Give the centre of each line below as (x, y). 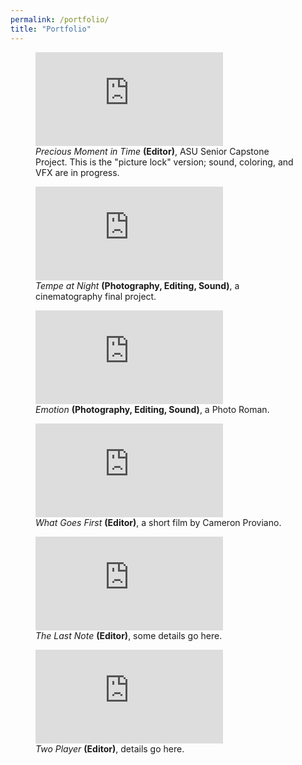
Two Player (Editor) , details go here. (110, 748)
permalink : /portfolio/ (60, 19)
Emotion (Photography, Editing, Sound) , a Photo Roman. (152, 409)
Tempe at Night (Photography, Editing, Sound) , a (137, 285)
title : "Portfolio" (51, 29)
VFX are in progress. (77, 172)
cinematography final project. (96, 296)
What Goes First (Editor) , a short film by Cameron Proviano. (158, 522)
